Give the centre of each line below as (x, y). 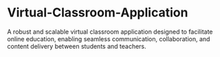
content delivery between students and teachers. (77, 46)
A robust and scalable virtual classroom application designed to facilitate (110, 32)
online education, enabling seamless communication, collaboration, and (109, 38)
